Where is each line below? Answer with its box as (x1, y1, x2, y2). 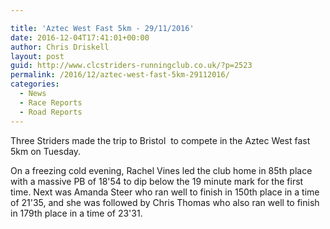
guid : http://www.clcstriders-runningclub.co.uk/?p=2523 (10, 61, 253, 71)
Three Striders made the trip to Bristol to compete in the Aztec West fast (10, 134, 311, 146)
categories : (10, 79, 60, 90)
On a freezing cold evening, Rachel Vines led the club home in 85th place (10, 164, 313, 176)
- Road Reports (19, 107, 83, 117)
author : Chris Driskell (10, 42, 110, 52)
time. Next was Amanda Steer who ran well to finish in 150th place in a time (10, 186, 320, 198)
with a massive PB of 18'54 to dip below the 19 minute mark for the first (10, 175, 304, 187)
